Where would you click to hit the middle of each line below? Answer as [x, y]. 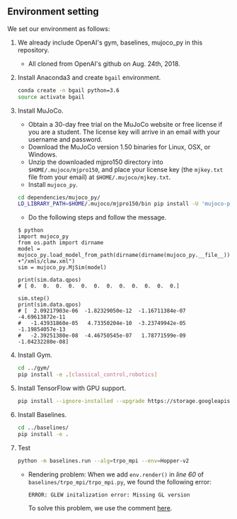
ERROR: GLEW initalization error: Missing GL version [109, 495]
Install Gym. [35, 355]
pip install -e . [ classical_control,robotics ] [87, 375]
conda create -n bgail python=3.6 [68, 90]
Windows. [43, 154]
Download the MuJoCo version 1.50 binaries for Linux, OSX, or [119, 147]
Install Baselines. [42, 414]
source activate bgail [51, 97]
